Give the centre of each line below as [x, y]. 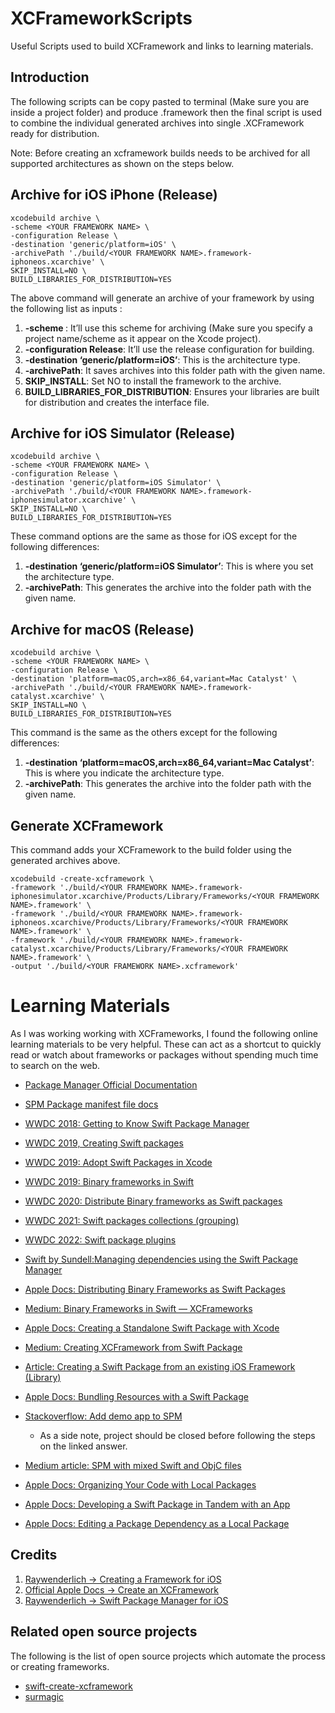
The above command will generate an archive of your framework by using [162, 298]
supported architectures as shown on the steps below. [122, 163]
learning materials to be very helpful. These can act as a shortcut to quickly [166, 1044]
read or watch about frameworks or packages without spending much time [164, 1054]
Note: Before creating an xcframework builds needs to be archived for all [160, 153]
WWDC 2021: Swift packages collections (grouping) [132, 1220]
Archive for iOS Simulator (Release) [123, 433]
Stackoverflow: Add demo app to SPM [103, 1416]
